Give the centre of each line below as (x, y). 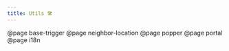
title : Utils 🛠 (30, 13)
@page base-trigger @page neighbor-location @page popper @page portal (115, 33)
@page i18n (24, 40)
